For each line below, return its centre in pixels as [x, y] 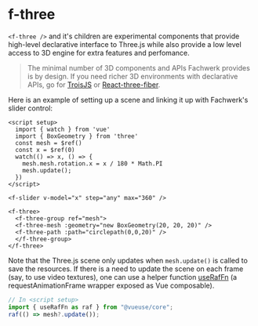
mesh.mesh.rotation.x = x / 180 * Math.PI [93, 163]
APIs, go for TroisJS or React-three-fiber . [94, 85]
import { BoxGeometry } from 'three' [77, 136]
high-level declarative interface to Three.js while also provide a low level [125, 44]
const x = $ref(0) [45, 150]
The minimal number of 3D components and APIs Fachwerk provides [139, 67]
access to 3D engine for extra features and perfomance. [99, 53]
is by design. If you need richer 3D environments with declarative [133, 76]
